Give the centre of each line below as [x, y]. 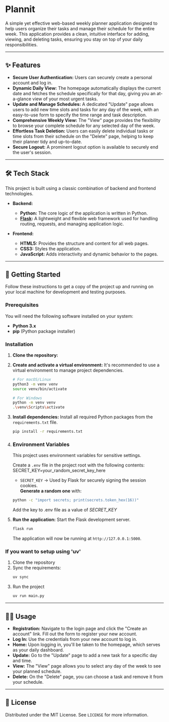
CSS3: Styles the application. [51, 248]
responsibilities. [21, 44]
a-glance [22, 99]
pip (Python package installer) [44, 331]
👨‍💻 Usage [21, 616]
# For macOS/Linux [32, 379]
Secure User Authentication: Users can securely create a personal [82, 77]
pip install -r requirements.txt [48, 432]
